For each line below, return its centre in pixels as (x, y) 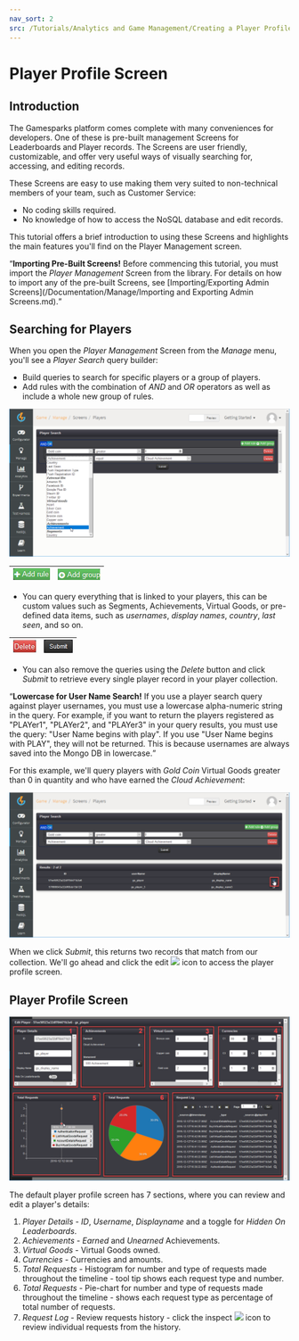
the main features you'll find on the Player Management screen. (125, 246)
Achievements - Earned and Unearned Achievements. (121, 1240)
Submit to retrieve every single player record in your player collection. (150, 679)
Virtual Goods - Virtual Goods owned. (91, 1250)
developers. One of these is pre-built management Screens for (124, 137)
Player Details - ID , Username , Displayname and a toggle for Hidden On (154, 1221)
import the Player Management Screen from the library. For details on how (145, 273)
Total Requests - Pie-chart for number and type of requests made (142, 1287)
